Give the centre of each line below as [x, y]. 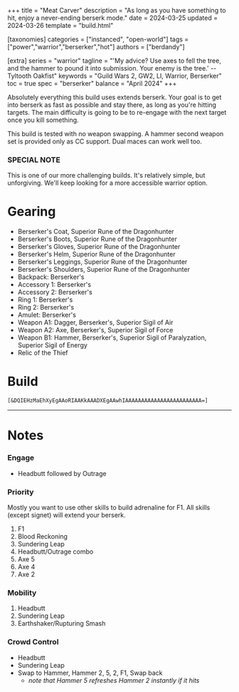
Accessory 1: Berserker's [54, 285]
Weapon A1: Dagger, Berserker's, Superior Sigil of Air [95, 322]
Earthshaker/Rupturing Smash [62, 624]
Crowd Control [33, 642]
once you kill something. [43, 120]
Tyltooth [20, 76]
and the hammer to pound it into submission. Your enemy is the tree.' [108, 68]
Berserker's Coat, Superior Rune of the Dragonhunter [96, 232]
